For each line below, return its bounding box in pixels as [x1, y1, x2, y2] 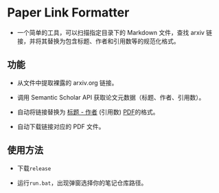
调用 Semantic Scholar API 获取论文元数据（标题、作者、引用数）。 [16, 93, 205, 101]
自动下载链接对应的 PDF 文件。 [16, 122, 105, 130]
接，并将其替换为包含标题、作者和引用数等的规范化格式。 [16, 36, 180, 45]
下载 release [16, 163, 51, 172]
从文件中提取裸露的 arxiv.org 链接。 [16, 78, 118, 87]
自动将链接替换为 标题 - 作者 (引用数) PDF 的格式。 [16, 108, 159, 116]
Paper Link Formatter [7, 5, 130, 21]
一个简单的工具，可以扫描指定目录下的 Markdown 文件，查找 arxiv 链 [16, 28, 213, 36]
